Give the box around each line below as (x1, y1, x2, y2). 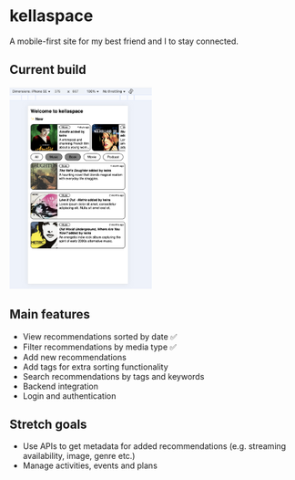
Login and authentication (22, 390, 117, 402)
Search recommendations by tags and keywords (22, 370, 205, 381)
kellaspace (9, 5, 94, 26)
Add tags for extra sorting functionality (22, 361, 168, 372)
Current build (9, 62, 86, 78)
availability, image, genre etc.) (22, 451, 136, 462)
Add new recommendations (22, 351, 127, 362)
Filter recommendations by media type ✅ (22, 341, 178, 352)
